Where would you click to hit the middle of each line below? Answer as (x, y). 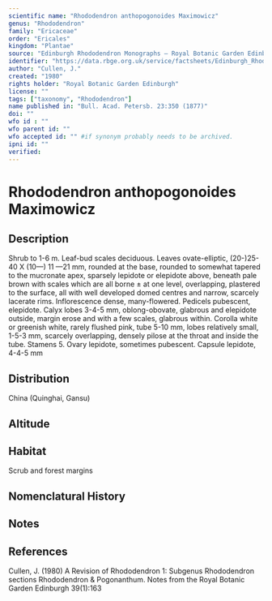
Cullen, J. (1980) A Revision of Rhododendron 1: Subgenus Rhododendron (132, 571)
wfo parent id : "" (39, 129)
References (38, 551)
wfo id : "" (28, 122)
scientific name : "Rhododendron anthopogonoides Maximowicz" (114, 16)
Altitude (29, 424)
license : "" (28, 91)
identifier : (28, 62)
